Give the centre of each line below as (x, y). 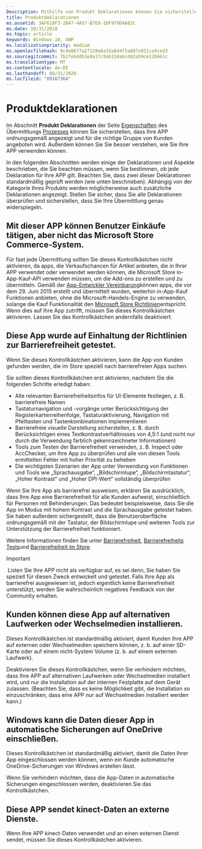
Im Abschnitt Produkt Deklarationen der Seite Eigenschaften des (87, 125)
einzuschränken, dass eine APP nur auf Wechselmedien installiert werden (97, 694)
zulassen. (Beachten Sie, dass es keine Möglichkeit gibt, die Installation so (98, 688)
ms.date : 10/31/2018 (32, 29)
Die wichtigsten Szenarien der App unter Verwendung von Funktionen (101, 466)
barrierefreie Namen (40, 402)
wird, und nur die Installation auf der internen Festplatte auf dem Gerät (93, 682)
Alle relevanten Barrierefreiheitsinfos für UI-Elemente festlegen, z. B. (100, 396)
